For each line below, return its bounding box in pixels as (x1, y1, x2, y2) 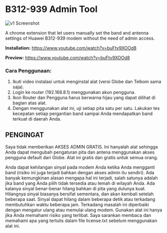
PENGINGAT (5, 131, 44, 139)
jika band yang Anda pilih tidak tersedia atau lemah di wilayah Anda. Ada (5, 180, 155, 186)
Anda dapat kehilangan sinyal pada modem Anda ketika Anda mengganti (5, 164, 155, 170)
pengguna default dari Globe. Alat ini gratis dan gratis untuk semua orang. (5, 155, 158, 161)
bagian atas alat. (12, 100, 47, 106)
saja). (12, 84, 24, 90)
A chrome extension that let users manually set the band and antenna (5, 30, 149, 36)
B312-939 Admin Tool (5, 4, 98, 15)
